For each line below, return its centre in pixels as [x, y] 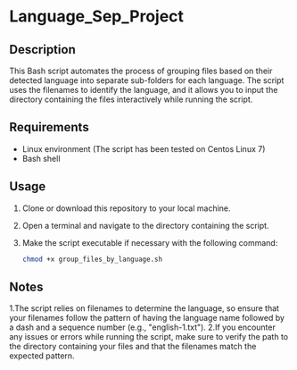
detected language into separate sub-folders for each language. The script [147, 80]
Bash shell [41, 158]
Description [42, 50]
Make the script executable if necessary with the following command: [150, 242]
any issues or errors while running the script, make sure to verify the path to [148, 337]
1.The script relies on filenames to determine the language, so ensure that [144, 308]
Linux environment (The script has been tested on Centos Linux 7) [144, 148]
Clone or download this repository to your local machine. [126, 208]
